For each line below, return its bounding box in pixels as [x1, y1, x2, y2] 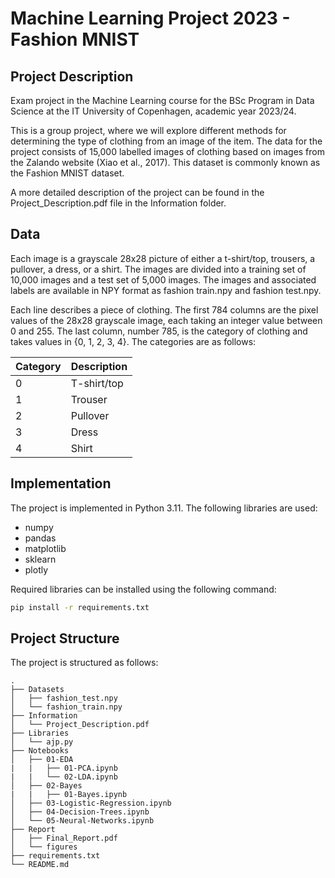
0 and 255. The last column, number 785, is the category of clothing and [10, 325, 308, 337]
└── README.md [10, 860, 70, 870]
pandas [24, 532, 57, 544]
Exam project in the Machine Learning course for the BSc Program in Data [10, 95, 315, 106]
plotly [24, 563, 49, 576]
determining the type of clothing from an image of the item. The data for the [10, 135, 323, 147]
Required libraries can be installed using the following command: [10, 583, 277, 595]
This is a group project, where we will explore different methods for [10, 125, 287, 136]
